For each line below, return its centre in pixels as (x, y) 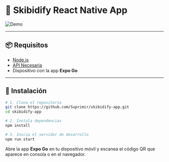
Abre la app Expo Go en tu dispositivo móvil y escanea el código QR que (80, 149)
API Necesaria (27, 65)
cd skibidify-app (23, 112)
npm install (18, 126)
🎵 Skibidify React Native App (66, 10)
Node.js (21, 60)
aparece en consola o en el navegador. (46, 154)
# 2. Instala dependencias (33, 121)
